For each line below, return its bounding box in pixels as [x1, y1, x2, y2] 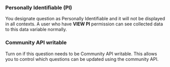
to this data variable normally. [5, 26, 67, 32]
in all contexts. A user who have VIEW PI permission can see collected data [5, 21, 163, 27]
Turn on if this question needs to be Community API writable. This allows [5, 50, 157, 57]
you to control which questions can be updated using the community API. [5, 56, 159, 62]
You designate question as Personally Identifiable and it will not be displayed [5, 16, 165, 22]
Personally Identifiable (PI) [5, 4, 73, 11]
